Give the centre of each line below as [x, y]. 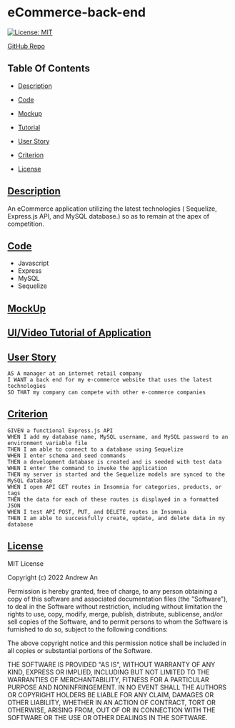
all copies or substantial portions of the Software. [80, 650]
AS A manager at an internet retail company [75, 373]
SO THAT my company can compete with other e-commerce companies [106, 392]
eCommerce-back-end [77, 13]
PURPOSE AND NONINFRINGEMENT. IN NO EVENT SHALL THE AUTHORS [117, 687]
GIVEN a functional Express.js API [60, 430]
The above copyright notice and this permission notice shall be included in [117, 643]
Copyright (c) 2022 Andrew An [52, 577]
